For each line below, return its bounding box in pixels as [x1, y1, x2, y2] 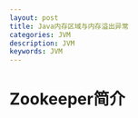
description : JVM [9, 38, 75, 48]
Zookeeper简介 [9, 89, 125, 110]
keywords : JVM [9, 47, 64, 56]
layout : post [9, 13, 59, 23]
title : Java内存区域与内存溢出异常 [9, 22, 129, 31]
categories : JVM [9, 30, 71, 39]
